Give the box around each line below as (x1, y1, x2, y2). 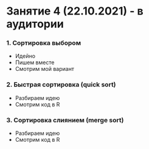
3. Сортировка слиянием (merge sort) (6, 116, 124, 124)
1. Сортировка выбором (6, 39, 81, 47)
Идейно (15, 53, 35, 60)
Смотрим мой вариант (15, 65, 75, 73)
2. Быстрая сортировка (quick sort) (6, 81, 117, 89)
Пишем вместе (15, 59, 55, 66)
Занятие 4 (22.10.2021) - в (6, 4, 144, 18)
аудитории (6, 17, 64, 31)
